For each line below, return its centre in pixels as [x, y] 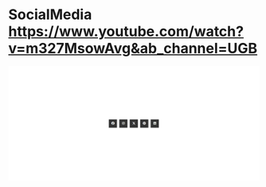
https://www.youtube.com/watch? [126, 31]
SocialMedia [50, 15]
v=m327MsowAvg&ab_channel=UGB [133, 49]
